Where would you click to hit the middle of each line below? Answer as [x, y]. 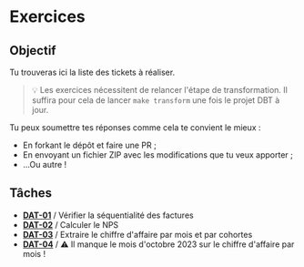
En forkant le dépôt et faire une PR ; [89, 145]
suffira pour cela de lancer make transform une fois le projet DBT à [156, 100]
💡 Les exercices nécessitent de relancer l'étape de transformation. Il [160, 90]
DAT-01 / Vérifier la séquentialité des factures [108, 215]
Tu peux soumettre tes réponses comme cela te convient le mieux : [135, 128]
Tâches [31, 193]
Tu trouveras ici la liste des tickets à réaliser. [92, 72]
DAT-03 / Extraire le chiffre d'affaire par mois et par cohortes [137, 234]
